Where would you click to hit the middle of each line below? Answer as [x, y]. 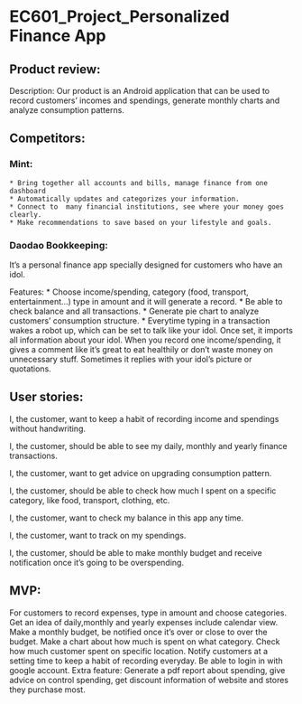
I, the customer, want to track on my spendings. [98, 535]
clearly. [26, 214]
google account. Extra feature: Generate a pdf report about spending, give [147, 670]
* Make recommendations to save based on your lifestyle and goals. [141, 222]
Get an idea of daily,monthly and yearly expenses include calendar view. [144, 622]
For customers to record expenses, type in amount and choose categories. [148, 613]
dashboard [28, 191]
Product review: [55, 69]
